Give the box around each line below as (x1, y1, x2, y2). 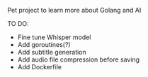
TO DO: (7, 20, 30, 27)
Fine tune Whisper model (17, 33, 91, 41)
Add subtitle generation (17, 48, 86, 56)
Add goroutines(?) (17, 41, 71, 48)
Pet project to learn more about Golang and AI (7, 6, 142, 14)
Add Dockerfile (17, 63, 62, 71)
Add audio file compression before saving (17, 55, 140, 64)
